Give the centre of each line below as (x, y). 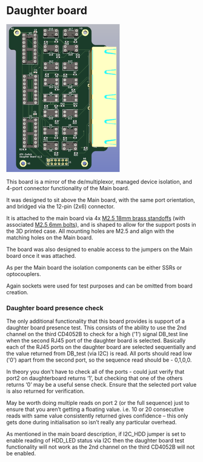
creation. (17, 292)
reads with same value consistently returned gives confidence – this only (97, 416)
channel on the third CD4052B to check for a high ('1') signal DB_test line (97, 334)
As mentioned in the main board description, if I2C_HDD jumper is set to (96, 434)
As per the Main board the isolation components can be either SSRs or (94, 267)
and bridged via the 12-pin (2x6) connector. (61, 206)
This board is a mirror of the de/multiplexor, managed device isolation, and (99, 181)
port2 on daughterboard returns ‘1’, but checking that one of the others (95, 378)
